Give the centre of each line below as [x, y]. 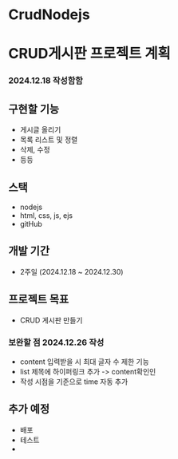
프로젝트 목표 [39, 300]
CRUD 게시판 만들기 [51, 320]
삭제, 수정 [35, 150]
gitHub [31, 224]
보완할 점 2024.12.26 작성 [56, 342]
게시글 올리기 [40, 130]
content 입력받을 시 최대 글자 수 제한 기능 [84, 362]
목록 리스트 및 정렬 [49, 140]
